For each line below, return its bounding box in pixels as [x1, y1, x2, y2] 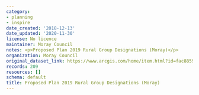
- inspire [6, 19, 31, 25]
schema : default [6, 74, 46, 80]
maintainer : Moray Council [6, 42, 73, 48]
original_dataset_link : [6, 58, 65, 64]
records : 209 [6, 63, 38, 70]
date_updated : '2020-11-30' [6, 31, 76, 37]
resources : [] [6, 69, 41, 75]
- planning [6, 14, 33, 20]
